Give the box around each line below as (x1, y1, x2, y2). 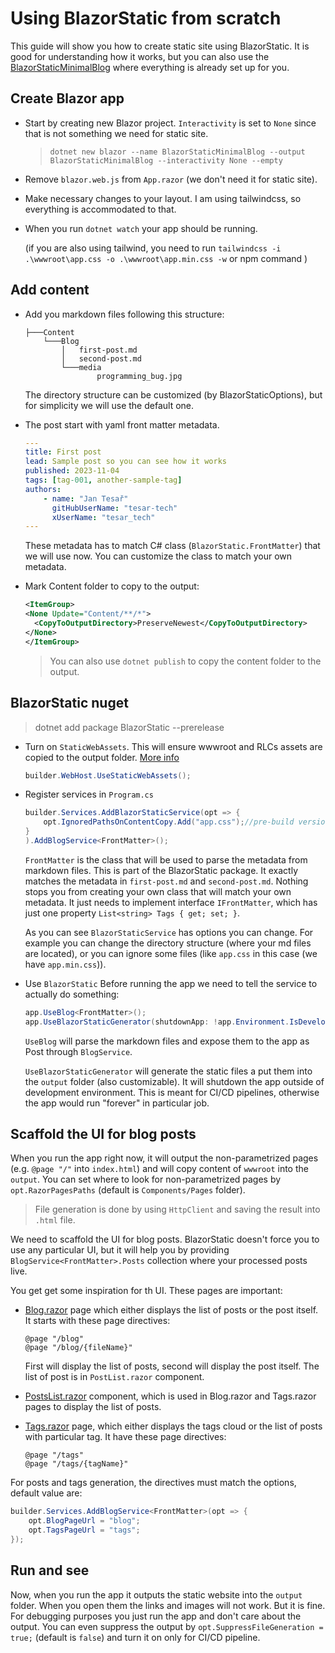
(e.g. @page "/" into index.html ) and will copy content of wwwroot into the (10, 1163, 309, 1175)
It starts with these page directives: (24, 1315, 171, 1327)
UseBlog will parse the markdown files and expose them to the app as (24, 1035, 310, 1047)
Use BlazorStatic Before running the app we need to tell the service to (24, 977, 318, 989)
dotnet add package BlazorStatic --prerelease (34, 721, 225, 733)
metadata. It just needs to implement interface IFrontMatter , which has (24, 896, 318, 908)
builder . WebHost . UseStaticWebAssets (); (24, 770, 192, 781)
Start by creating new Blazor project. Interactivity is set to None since (24, 117, 317, 129)
